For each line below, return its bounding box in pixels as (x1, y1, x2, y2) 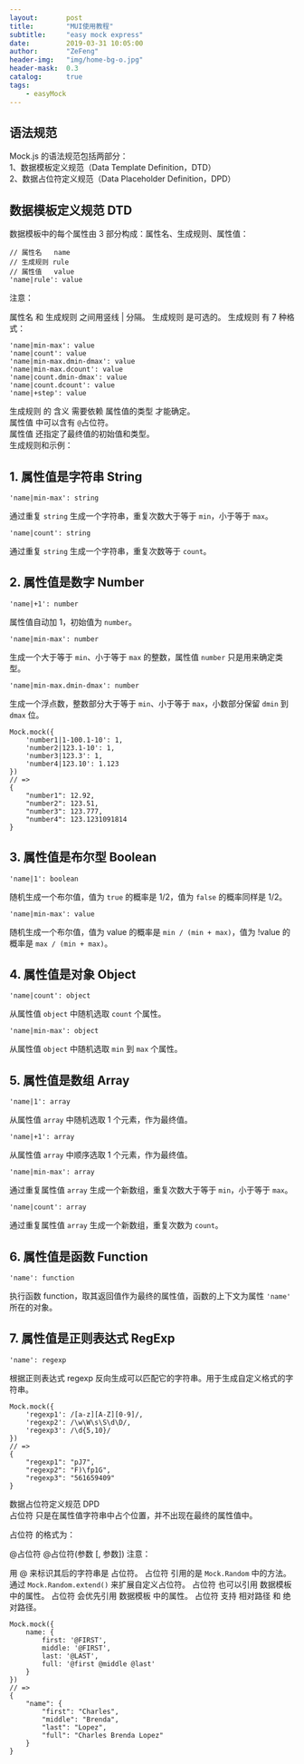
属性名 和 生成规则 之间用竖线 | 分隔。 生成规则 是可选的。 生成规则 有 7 (9, 312, 277, 323)
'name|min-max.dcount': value (9, 365, 124, 375)
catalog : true (9, 73, 83, 82)
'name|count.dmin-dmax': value (9, 373, 128, 382)
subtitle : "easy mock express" (9, 30, 144, 39)
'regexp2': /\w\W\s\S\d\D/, (25, 1418, 131, 1427)
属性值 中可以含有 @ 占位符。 (9, 417, 114, 428)
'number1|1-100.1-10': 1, (25, 736, 124, 745)
